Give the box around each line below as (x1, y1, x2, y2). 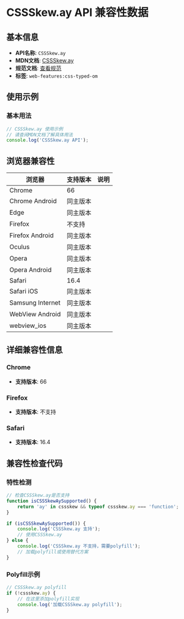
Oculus (9, 243, 30, 251)
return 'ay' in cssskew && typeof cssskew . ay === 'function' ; (17, 503, 179, 510)
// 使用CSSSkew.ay (17, 532, 62, 538)
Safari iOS (9, 287, 39, 295)
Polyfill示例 (6, 570, 40, 579)
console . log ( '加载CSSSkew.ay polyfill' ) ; (17, 601, 123, 607)
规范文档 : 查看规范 (15, 65, 62, 72)
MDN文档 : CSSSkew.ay (15, 57, 75, 64)
